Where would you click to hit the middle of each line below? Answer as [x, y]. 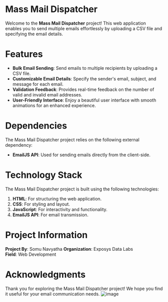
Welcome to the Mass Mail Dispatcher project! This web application [76, 23]
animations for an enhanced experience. [54, 105]
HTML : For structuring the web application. [57, 198]
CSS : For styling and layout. [41, 204]
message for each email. [38, 84]
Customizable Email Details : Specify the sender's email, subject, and [84, 78]
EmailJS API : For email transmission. [50, 215]
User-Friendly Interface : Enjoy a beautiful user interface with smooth [84, 100]
